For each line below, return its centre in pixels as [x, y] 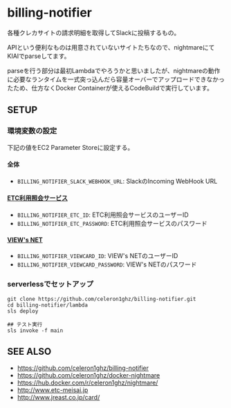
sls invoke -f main [35, 330]
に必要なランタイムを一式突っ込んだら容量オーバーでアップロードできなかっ [116, 79]
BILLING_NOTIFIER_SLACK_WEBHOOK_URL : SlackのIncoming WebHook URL [117, 181]
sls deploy [23, 311]
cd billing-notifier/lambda [48, 305]
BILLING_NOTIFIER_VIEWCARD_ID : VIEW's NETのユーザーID [98, 256]
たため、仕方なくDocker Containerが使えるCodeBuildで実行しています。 [110, 88]
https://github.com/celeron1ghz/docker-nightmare [89, 376]
